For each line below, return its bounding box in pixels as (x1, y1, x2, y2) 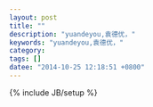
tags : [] (9, 54, 42, 63)
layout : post (9, 12, 58, 22)
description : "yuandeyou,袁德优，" (9, 29, 136, 38)
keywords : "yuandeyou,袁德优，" (9, 37, 125, 47)
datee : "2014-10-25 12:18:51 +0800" (9, 63, 145, 72)
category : (9, 46, 46, 55)
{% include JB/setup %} (9, 86, 98, 98)
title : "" (9, 21, 46, 30)
